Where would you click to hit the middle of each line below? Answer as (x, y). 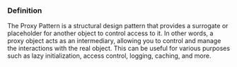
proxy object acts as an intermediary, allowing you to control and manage (114, 41)
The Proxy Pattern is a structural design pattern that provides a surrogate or (118, 26)
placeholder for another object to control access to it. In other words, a (110, 33)
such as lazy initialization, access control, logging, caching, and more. (109, 56)
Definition (25, 11)
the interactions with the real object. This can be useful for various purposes (119, 49)
